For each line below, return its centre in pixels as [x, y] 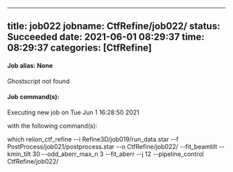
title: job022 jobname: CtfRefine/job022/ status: [114, 26]
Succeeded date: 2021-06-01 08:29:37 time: [106, 37]
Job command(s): [34, 97]
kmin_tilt [19, 154]
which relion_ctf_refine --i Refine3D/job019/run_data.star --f [93, 139]
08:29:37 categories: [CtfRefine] [80, 48]
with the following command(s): [52, 126]
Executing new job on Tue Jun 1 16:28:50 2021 [74, 112]
